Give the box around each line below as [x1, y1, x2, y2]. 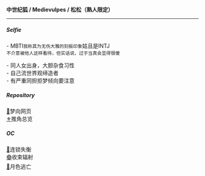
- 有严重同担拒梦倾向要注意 [6, 76, 75, 84]
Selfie [6, 26, 22, 33]
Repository [6, 91, 35, 98]
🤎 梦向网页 [6, 107, 32, 115]
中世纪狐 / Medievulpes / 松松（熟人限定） [6, 6, 114, 13]
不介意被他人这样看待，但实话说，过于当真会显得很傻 [6, 50, 120, 56]
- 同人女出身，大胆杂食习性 [6, 61, 75, 69]
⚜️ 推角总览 [6, 115, 33, 122]
